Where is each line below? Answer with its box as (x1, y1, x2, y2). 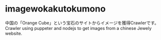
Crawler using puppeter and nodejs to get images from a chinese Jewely (5, 25, 152, 31)
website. (5, 30, 23, 36)
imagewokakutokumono (5, 3, 106, 14)
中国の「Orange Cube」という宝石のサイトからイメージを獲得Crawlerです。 (5, 20, 159, 26)
